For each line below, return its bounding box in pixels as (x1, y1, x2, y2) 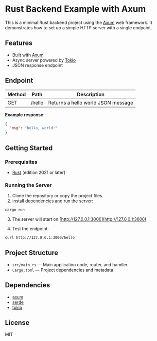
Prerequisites (5, 158, 37, 165)
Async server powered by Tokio (12, 57, 76, 63)
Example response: (5, 111, 45, 118)
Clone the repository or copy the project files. (12, 193, 104, 199)
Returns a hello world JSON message (48, 99, 134, 106)
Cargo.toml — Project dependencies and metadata (12, 267, 113, 273)
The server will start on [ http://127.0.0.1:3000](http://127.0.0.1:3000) (12, 216, 147, 222)
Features (5, 39, 33, 47)
